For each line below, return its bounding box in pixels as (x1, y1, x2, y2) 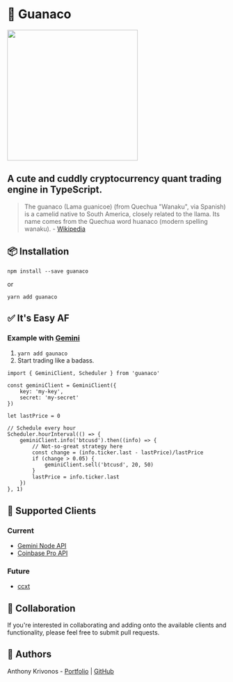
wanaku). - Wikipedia (24, 225, 86, 233)
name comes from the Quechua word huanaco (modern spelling (24, 217, 209, 225)
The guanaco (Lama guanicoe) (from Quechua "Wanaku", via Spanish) (24, 202, 226, 211)
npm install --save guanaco (7, 268, 89, 275)
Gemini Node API (17, 541, 67, 550)
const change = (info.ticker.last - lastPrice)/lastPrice (32, 449, 204, 456)
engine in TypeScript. (7, 184, 103, 196)
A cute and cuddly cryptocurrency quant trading (7, 173, 222, 185)
